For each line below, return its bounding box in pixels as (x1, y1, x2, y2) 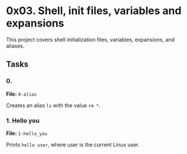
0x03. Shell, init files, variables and (6, 4, 182, 18)
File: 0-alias (6, 90, 37, 98)
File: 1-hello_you (6, 129, 48, 136)
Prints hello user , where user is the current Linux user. (6, 141, 140, 148)
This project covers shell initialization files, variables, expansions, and (6, 36, 175, 43)
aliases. (6, 42, 25, 49)
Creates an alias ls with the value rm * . (6, 102, 101, 109)
